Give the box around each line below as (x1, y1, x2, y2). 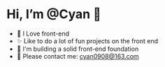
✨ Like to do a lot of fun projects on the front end (16, 36, 159, 45)
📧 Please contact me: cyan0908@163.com (16, 52, 139, 60)
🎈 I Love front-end (16, 29, 69, 38)
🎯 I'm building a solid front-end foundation (16, 45, 139, 53)
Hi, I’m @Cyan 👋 (6, 6, 102, 22)
